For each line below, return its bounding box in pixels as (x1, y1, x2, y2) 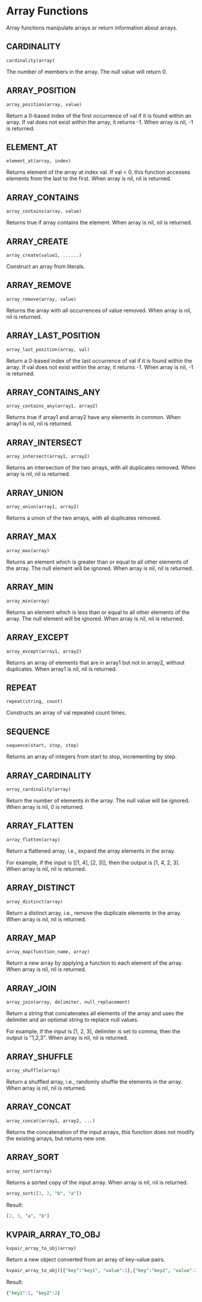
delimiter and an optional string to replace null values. (6, 1016, 139, 1024)
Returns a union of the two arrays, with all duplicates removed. (6, 514, 161, 521)
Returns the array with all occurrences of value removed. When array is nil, (6, 307, 192, 314)
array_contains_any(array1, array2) (6, 403, 98, 410)
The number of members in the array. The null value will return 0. (6, 68, 167, 75)
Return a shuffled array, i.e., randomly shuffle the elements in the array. (6, 1078, 183, 1085)
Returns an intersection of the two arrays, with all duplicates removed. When (6, 464, 196, 471)
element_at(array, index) (6, 158, 71, 164)
